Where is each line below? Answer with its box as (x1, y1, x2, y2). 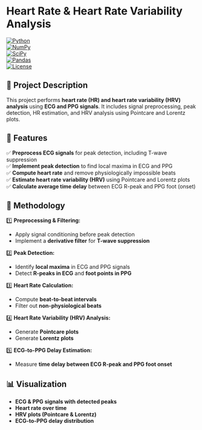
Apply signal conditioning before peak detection (15, 231, 135, 238)
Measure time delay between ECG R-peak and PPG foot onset (15, 361, 172, 368)
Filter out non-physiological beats (15, 302, 102, 309)
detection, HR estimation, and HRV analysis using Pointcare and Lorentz (6, 109, 186, 116)
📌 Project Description (6, 80, 88, 91)
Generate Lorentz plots (15, 335, 74, 342)
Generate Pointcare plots (15, 328, 79, 336)
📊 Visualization (6, 379, 67, 389)
